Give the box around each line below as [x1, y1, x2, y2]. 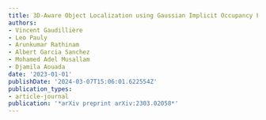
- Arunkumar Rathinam [8, 41, 80, 49]
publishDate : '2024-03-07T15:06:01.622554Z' [8, 77, 158, 85]
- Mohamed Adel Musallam [8, 56, 90, 64]
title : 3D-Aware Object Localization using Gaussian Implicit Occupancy [8, 11, 253, 20]
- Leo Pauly [8, 33, 47, 42]
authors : [8, 19, 37, 27]
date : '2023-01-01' [8, 70, 73, 78]
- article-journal [8, 92, 69, 100]
